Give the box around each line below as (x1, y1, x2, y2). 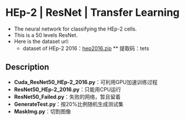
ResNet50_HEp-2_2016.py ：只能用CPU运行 (13, 86, 121, 93)
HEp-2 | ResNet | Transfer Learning (5, 6, 180, 19)
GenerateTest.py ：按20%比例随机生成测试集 (13, 100, 124, 107)
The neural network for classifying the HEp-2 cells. (13, 25, 137, 32)
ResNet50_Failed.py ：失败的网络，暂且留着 (13, 93, 121, 100)
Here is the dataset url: (13, 38, 70, 45)
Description (5, 62, 49, 72)
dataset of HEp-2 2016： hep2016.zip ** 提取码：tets (22, 45, 150, 52)
